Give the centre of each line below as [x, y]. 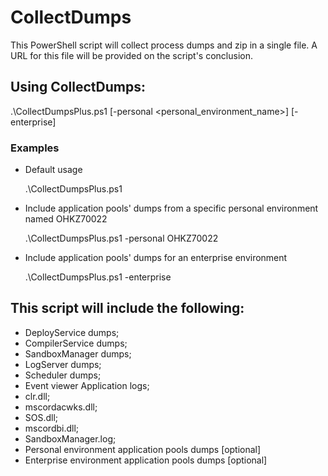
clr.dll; [37, 396]
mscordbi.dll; [52, 428]
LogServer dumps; [63, 364]
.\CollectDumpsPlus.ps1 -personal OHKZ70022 [121, 238]
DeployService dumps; [72, 332]
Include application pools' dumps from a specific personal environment [171, 208]
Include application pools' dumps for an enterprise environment [156, 258]
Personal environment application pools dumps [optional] [143, 449]
